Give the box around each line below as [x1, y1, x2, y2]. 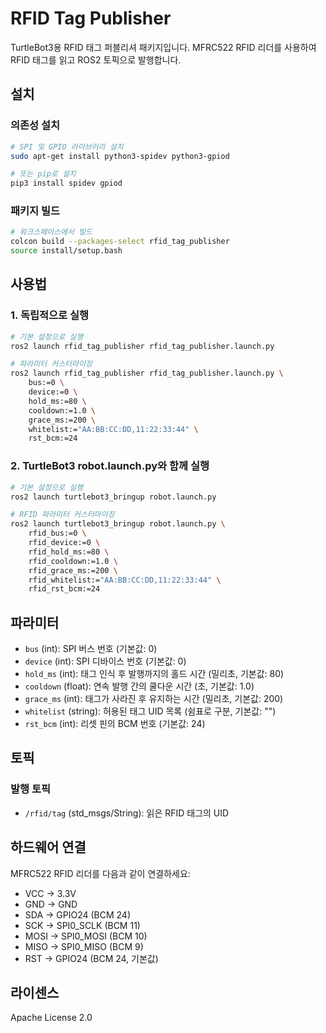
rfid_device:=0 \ [28, 538, 101, 548]
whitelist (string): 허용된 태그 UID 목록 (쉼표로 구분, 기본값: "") [24, 705, 277, 717]
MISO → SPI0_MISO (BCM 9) [24, 940, 144, 952]
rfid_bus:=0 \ [28, 528, 87, 539]
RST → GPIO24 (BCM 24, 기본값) [24, 952, 159, 964]
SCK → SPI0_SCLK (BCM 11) [24, 919, 141, 931]
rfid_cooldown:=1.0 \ [28, 556, 118, 566]
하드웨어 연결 [10, 839, 87, 856]
